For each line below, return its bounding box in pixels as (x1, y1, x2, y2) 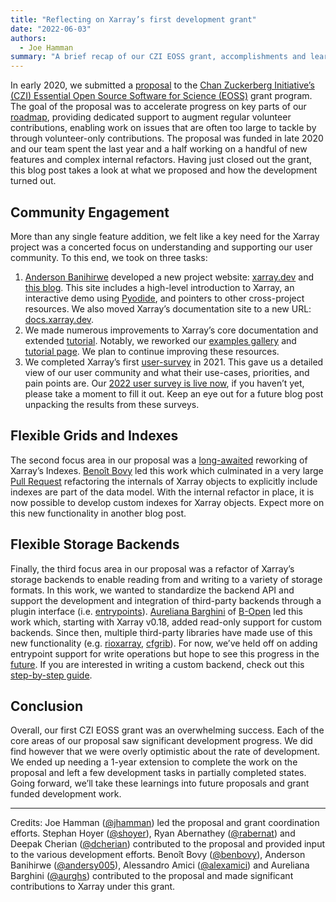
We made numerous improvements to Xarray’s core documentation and (24, 324, 319, 336)
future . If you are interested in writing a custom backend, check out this (10, 658, 305, 670)
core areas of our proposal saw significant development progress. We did (10, 735, 313, 747)
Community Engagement (10, 204, 170, 221)
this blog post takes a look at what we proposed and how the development (10, 164, 318, 176)
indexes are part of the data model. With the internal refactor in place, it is (10, 486, 315, 498)
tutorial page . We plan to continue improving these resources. (24, 345, 280, 357)
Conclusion (10, 697, 84, 715)
